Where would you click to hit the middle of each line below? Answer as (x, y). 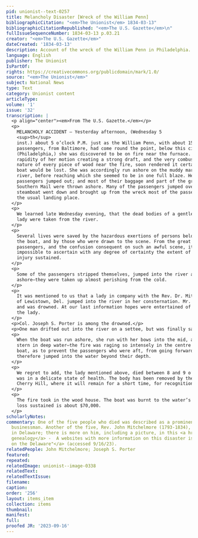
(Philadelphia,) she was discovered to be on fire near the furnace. (104, 154)
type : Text (19, 88)
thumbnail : (19, 510)
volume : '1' (21, 104)
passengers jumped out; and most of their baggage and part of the (101, 181)
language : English (29, 55)
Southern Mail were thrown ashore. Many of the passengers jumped (100, 187)
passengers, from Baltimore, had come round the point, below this (101, 148)
